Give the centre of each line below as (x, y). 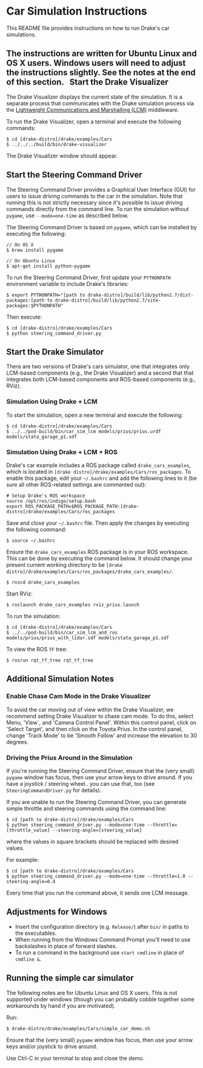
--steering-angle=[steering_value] (97, 830)
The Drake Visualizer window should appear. (62, 156)
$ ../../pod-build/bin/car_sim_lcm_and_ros (62, 633)
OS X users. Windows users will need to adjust (96, 63)
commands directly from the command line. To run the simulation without (98, 209)
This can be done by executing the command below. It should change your (99, 558)
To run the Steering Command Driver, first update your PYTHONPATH (88, 277)
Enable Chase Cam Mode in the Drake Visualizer (78, 696)
